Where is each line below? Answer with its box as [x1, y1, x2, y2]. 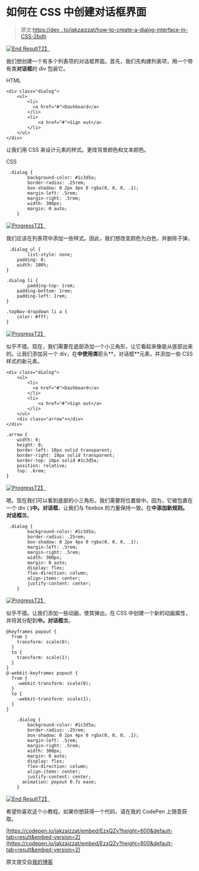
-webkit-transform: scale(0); [17, 680, 92, 686]
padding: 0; [17, 257, 46, 262]
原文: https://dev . [20, 26, 63, 33]
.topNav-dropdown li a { [6, 309, 68, 315]
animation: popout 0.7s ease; [21, 779, 97, 785]
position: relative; [17, 463, 68, 469]
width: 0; [17, 437, 41, 443]
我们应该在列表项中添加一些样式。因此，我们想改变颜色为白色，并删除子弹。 [6, 235, 193, 242]
